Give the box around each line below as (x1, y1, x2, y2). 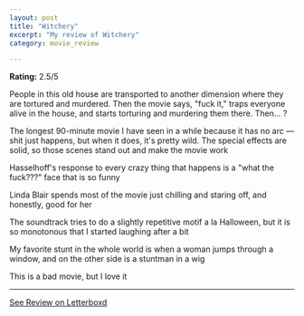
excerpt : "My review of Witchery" (9, 30, 140, 39)
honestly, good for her (9, 199, 92, 210)
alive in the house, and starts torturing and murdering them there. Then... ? (9, 108, 288, 119)
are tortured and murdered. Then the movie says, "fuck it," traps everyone (9, 99, 286, 110)
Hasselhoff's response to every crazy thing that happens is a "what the (9, 162, 274, 173)
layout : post (9, 13, 59, 23)
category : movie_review (9, 38, 100, 48)
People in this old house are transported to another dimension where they (9, 89, 284, 100)
